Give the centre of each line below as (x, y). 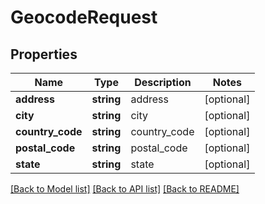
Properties (44, 54)
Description (163, 82)
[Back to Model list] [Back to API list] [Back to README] (125, 189)
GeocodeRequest (84, 17)
